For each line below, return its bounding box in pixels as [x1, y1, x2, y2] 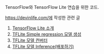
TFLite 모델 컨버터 [12, 37, 48, 43]
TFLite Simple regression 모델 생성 [12, 31, 81, 37]
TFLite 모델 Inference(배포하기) [12, 44, 74, 49]
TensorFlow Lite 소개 [12, 25, 54, 31]
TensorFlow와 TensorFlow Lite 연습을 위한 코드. [5, 4, 100, 10]
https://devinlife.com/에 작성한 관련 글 [5, 15, 80, 21]
